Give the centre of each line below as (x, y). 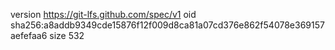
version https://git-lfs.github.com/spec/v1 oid (103, 14)
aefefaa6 (29, 35)
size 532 (67, 35)
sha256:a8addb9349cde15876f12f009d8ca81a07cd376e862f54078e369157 (167, 25)
